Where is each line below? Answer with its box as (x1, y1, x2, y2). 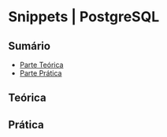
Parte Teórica (19, 60, 64, 69)
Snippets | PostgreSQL (8, 8, 160, 26)
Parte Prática (19, 68, 62, 78)
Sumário (8, 39, 51, 53)
